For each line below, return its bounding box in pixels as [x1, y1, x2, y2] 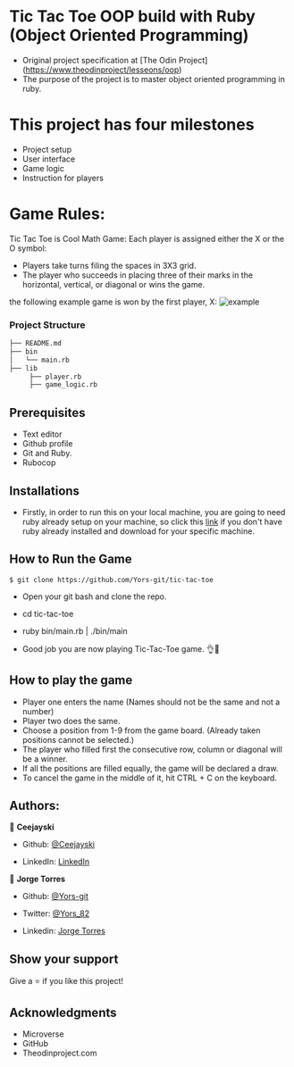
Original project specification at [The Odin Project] [21, 54, 208, 65]
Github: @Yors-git [21, 891, 89, 902]
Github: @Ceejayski [21, 839, 96, 850]
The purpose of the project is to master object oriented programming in [21, 73, 286, 84]
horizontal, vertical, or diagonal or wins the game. [21, 279, 206, 289]
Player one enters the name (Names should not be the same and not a [21, 696, 281, 707]
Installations [9, 483, 80, 498]
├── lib [9, 363, 38, 372]
